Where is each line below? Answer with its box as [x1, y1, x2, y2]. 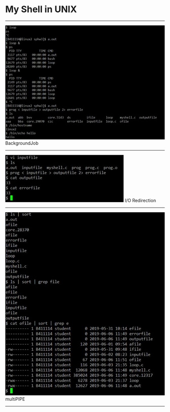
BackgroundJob [5, 140, 39, 146]
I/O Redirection [124, 197, 156, 203]
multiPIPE [5, 396, 25, 402]
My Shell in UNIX [5, 4, 77, 15]
